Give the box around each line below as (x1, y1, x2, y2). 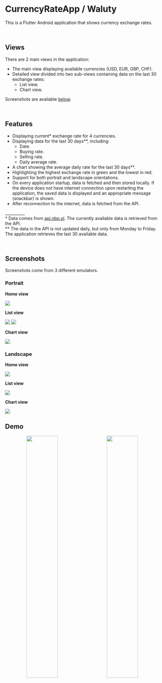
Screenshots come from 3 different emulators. (5, 268, 98, 273)
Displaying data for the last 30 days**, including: (12, 138, 110, 144)
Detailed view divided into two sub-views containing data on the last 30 (12, 71, 157, 77)
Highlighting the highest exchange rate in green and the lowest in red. (12, 169, 153, 175)
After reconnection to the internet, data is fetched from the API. (12, 200, 140, 206)
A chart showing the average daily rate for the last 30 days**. (12, 164, 136, 170)
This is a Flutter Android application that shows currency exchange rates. (5, 20, 153, 25)
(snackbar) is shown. (12, 195, 55, 201)
